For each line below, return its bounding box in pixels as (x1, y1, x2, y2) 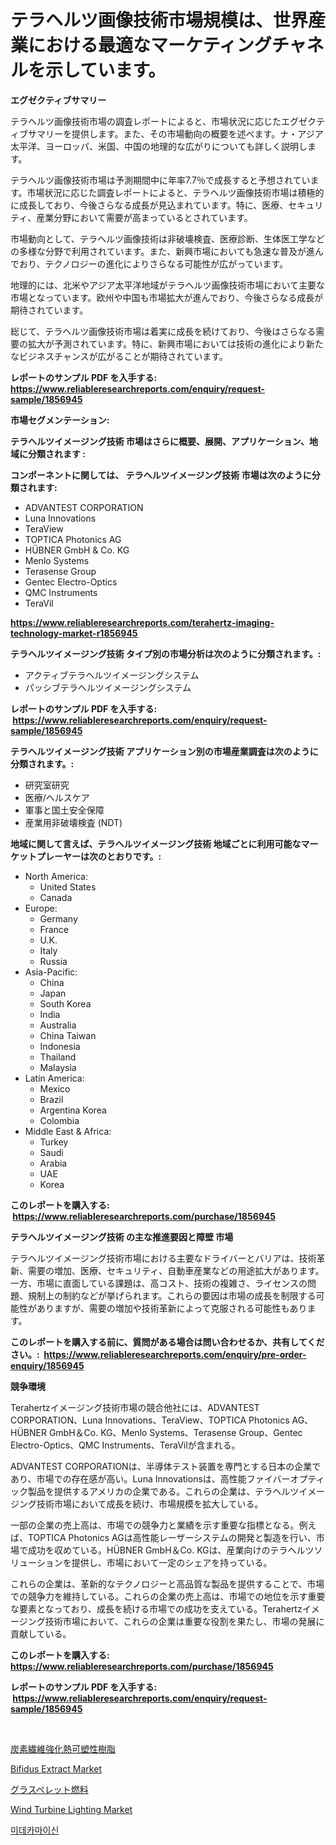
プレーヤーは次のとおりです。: (36, 850, 162, 862)
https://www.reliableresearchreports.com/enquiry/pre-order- (43, 1348, 307, 1360)
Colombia (39, 1114, 80, 1126)
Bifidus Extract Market (10, 1762, 102, 1775)
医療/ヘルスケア (24, 791, 90, 803)
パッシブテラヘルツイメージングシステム (24, 681, 192, 693)
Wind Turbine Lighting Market (10, 1803, 133, 1815)
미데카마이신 (10, 1824, 60, 1836)
